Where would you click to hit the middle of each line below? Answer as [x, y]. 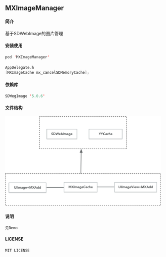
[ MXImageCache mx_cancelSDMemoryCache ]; [47, 73]
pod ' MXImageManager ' [27, 57]
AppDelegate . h [20, 67]
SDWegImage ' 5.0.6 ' [25, 96]
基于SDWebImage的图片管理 [34, 33]
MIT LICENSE [17, 250]
